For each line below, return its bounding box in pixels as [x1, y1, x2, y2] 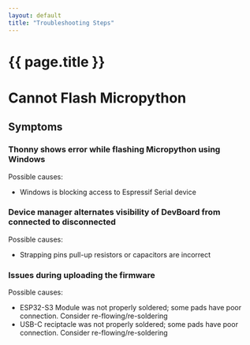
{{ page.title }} [8, 53, 106, 71]
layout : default [8, 11, 62, 20]
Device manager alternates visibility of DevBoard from [8, 207, 221, 218]
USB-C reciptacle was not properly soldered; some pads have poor [19, 320, 239, 329]
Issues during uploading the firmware [8, 269, 155, 280]
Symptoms [8, 120, 63, 134]
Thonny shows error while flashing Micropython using [8, 144, 221, 155]
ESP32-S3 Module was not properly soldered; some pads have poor [19, 303, 242, 313]
